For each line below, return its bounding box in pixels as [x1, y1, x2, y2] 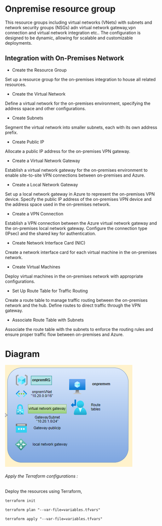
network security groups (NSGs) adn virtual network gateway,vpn [5, 24, 136, 30]
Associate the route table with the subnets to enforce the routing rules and [5, 326, 153, 332]
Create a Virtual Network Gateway [12, 158, 80, 164]
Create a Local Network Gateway [12, 181, 78, 187]
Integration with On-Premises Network [5, 54, 124, 63]
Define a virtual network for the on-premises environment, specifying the [5, 100, 151, 106]
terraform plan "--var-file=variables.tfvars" [5, 507, 101, 512]
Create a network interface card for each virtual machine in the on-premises [5, 249, 157, 255]
